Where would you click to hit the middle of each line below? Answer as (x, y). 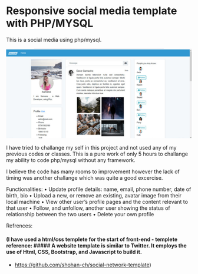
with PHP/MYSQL (50, 23)
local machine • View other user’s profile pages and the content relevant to (97, 202)
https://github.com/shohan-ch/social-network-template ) (83, 265)
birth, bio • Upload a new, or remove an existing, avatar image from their (94, 196)
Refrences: (19, 226)
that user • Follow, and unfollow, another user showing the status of (88, 208)
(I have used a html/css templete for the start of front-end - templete (92, 239)
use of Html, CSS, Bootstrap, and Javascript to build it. (74, 252)
